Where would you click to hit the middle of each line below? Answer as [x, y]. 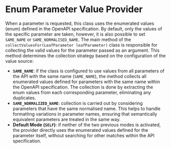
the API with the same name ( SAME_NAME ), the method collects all [79, 76]
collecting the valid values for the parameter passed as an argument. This [82, 50]
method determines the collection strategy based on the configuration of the [85, 55]
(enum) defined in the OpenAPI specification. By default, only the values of [84, 28]
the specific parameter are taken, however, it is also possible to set [75, 34]
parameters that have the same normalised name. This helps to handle [87, 108]
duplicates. [24, 98]
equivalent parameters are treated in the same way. [66, 119]
